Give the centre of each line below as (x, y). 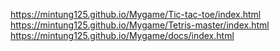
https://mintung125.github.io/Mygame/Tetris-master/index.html (140, 25)
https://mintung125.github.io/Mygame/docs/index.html (122, 35)
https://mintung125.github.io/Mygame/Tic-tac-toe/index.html (136, 14)
